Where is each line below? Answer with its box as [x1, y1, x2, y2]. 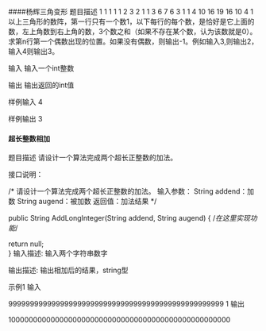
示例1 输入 [8, 283, 41, 292]
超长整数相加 [8, 133, 50, 143]
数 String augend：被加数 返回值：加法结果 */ [8, 197, 157, 206]
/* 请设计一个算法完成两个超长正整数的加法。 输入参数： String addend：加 [8, 187, 255, 196]
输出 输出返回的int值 [8, 80, 75, 90]
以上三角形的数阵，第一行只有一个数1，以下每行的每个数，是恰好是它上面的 [8, 17, 255, 26]
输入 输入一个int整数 [8, 64, 75, 73]
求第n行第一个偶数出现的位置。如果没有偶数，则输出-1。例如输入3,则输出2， [8, 37, 259, 46]
